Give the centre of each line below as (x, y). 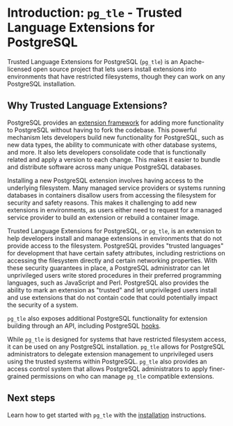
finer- (217, 369)
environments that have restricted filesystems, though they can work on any (116, 76)
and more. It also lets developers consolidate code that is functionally (107, 152)
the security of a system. (43, 305)
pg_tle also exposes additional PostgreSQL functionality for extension (107, 318)
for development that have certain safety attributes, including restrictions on (116, 253)
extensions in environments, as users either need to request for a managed (115, 210)
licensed (19, 69)
